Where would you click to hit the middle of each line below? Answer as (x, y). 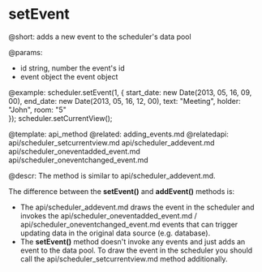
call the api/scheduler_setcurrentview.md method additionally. (124, 259)
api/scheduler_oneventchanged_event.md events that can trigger (129, 224)
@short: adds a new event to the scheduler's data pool (100, 37)
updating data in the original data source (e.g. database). (115, 233)
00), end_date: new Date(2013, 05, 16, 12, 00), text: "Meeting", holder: (125, 101)
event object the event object (69, 76)
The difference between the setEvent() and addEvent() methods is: (122, 191)
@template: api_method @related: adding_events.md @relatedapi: (118, 134)
